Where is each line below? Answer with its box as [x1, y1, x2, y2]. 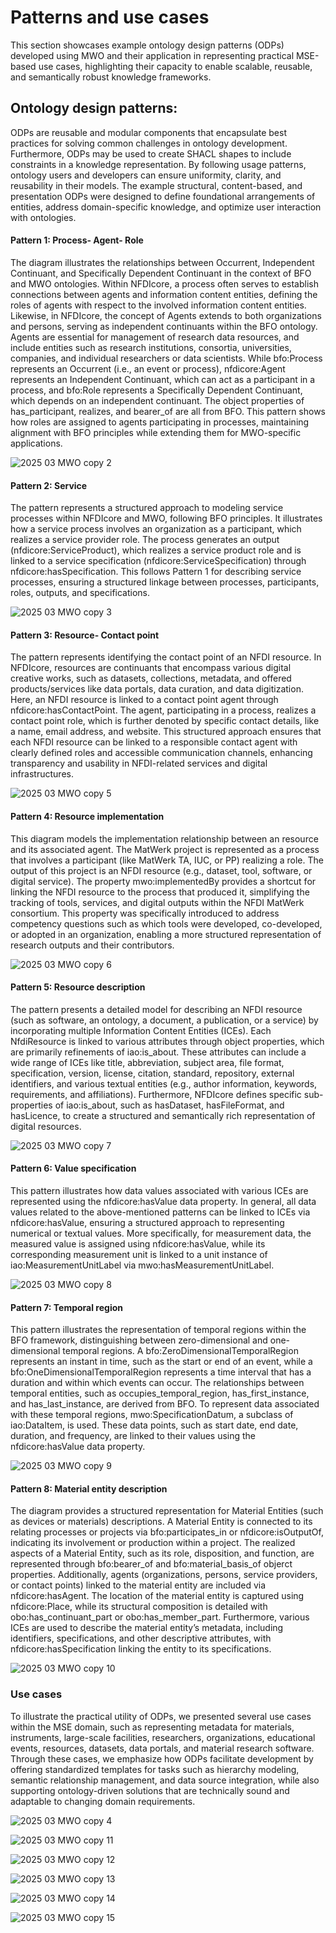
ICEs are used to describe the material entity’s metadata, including [10, 1622, 284, 1634]
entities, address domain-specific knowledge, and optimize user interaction [10, 201, 322, 213]
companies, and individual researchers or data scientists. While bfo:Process [10, 352, 323, 364]
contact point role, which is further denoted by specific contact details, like [10, 715, 320, 727]
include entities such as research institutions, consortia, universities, [10, 341, 292, 353]
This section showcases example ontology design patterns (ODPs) [10, 39, 285, 51]
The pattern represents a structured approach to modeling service [10, 502, 284, 514]
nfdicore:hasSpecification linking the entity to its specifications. [10, 1643, 272, 1655]
